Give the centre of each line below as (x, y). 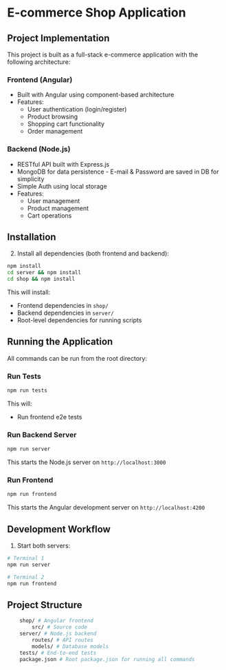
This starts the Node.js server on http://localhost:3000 (87, 462)
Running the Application (60, 342)
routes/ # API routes (63, 640)
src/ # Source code (60, 627)
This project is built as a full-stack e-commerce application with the (103, 54)
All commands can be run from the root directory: (77, 358)
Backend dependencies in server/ (66, 313)
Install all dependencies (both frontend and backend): (93, 253)
